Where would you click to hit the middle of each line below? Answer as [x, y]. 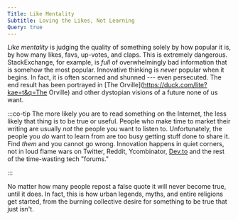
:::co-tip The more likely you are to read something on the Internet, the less [117, 114]
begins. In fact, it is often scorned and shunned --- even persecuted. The [114, 77]
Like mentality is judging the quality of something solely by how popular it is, [119, 48]
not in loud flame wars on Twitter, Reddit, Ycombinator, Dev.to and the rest [116, 152]
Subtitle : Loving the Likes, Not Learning [71, 21]
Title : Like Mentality [41, 14]
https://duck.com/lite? [175, 85]
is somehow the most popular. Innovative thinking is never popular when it [116, 70]
